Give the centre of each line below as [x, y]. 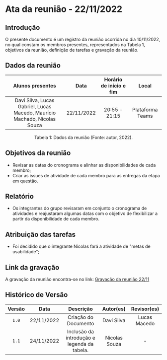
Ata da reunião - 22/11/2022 [64, 9]
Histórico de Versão [37, 295]
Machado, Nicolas [35, 119]
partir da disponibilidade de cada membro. [56, 219]
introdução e [81, 338]
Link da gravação [32, 267]
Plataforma [145, 109]
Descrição [80, 309]
